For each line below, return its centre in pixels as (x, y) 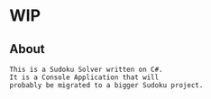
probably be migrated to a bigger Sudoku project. (106, 85)
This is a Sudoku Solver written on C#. (87, 69)
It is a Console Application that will (84, 77)
